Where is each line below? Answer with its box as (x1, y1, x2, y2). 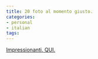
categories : (6, 14, 35, 20)
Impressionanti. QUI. (6, 46, 56, 53)
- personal (6, 19, 33, 25)
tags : (6, 30, 19, 36)
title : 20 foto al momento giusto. (6, 8, 93, 15)
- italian (6, 25, 31, 31)
